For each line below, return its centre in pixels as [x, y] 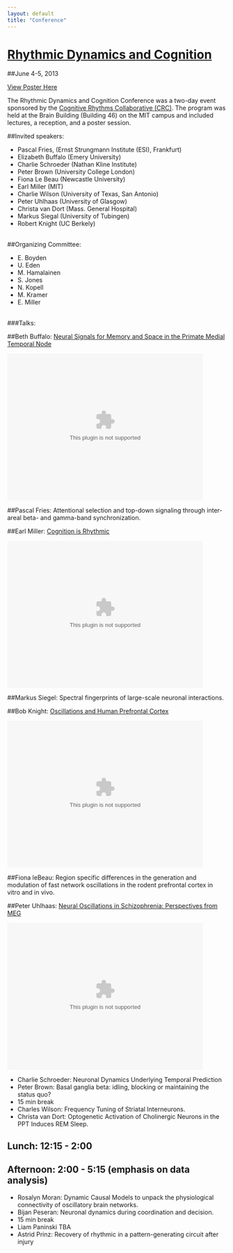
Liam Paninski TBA [44, 1227]
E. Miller [29, 302]
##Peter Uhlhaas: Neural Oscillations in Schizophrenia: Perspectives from [112, 906]
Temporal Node [30, 344]
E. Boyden [32, 258]
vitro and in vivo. [31, 892]
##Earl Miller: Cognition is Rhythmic [58, 531]
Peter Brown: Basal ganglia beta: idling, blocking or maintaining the [113, 1087]
